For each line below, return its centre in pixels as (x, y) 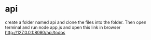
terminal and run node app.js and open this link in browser (63, 27)
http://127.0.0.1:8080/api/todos (35, 32)
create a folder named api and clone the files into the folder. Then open (76, 22)
